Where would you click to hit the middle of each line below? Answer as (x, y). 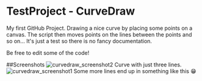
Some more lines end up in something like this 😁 (135, 71)
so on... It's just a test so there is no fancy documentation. (79, 41)
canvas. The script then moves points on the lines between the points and (99, 34)
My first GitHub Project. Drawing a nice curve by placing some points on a (99, 28)
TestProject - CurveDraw (71, 11)
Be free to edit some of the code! (48, 52)
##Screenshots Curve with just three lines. (94, 65)
